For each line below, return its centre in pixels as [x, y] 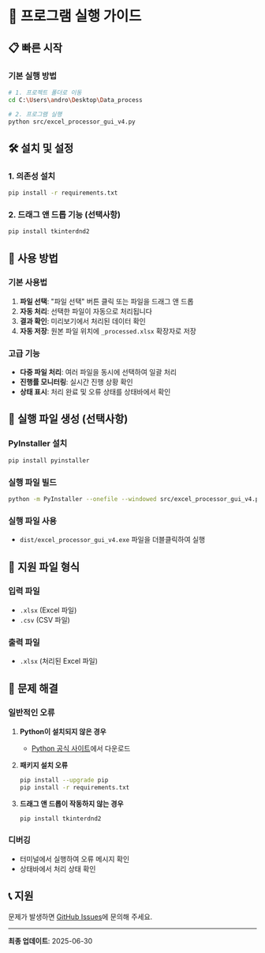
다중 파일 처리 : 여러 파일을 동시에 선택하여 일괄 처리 [98, 372]
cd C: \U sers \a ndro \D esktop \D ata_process [76, 100]
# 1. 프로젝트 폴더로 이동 [45, 92]
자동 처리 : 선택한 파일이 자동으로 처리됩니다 [86, 311]
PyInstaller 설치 [38, 443]
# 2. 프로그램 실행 [35, 114]
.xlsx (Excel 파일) [48, 610]
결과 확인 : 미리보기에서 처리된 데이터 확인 [82, 321]
